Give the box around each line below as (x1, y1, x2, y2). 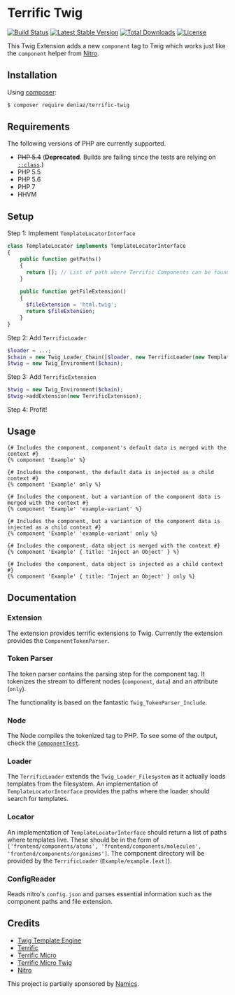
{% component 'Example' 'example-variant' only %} (7, 530, 158, 537)
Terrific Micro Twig (17, 958, 72, 967)
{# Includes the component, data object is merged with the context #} (7, 542, 220, 549)
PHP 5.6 (17, 175, 41, 183)
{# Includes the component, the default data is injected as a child (7, 468, 215, 475)
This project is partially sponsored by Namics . (7, 979, 140, 988)
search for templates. (7, 795, 69, 803)
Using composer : (7, 88, 57, 96)
